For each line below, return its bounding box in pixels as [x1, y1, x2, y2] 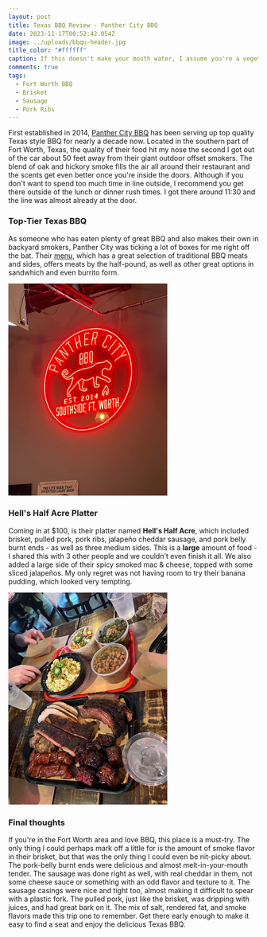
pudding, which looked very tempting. [8, 576, 133, 586]
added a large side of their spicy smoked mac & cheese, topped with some [8, 560, 253, 569]
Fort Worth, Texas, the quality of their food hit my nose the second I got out [8, 145, 255, 154]
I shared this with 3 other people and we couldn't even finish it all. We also [8, 551, 252, 560]
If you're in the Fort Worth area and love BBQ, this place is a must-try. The [8, 835, 250, 845]
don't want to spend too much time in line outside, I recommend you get [8, 179, 244, 189]
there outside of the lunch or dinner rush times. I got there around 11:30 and [8, 187, 256, 197]
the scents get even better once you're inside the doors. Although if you [8, 170, 244, 180]
